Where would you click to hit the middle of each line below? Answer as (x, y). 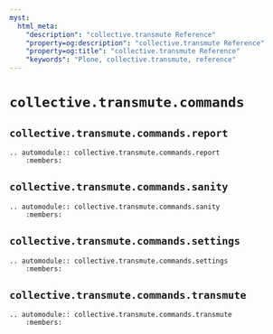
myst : (19, 18)
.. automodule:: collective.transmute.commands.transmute (121, 315)
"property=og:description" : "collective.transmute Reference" (145, 43)
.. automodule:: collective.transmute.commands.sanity (115, 207)
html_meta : (38, 26)
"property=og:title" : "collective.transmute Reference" (133, 51)
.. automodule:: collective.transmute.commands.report (115, 153)
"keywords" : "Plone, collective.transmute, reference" (131, 60)
